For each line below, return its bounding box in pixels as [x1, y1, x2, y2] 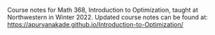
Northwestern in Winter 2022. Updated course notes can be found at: [7, 13, 208, 21]
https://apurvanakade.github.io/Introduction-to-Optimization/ [7, 21, 183, 28]
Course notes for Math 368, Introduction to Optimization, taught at [7, 6, 198, 14]
